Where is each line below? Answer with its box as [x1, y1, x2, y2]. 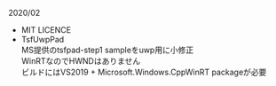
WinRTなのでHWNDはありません [20, 56, 141, 66]
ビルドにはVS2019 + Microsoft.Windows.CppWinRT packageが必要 [20, 66, 267, 77]
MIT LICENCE [20, 25, 72, 35]
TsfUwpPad [20, 35, 65, 44]
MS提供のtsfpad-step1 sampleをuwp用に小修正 [20, 44, 194, 55]
